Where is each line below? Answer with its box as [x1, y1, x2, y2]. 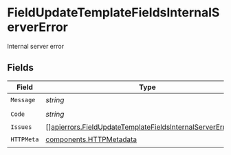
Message [10, 96, 36, 104]
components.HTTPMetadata [45, 135, 137, 145]
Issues [10, 123, 32, 131]
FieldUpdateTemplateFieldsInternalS [7, 5, 220, 21]
